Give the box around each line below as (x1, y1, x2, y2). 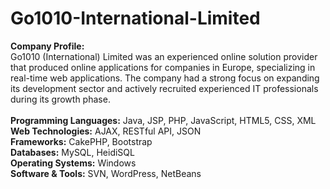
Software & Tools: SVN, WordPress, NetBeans (10, 167, 202, 179)
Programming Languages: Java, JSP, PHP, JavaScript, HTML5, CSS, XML (10, 114, 317, 126)
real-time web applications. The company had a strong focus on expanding (10, 72, 320, 84)
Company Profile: (10, 40, 85, 52)
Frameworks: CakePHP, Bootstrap (10, 135, 153, 147)
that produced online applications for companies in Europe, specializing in (10, 61, 316, 73)
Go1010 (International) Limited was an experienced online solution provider (10, 50, 318, 62)
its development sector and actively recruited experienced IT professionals (10, 82, 319, 94)
